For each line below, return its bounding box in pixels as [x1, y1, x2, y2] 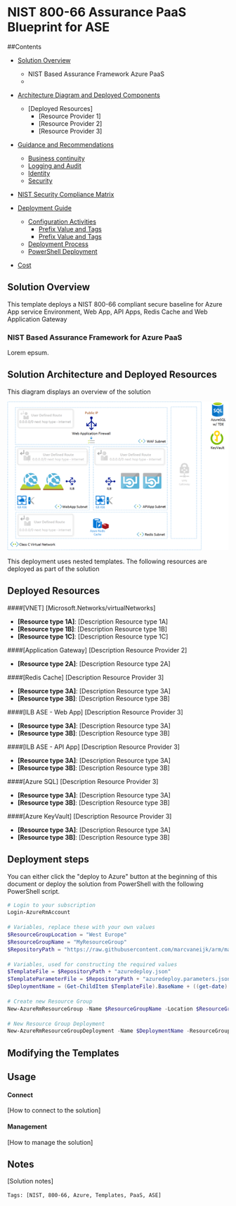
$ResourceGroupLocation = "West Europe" [7, 931, 128, 939]
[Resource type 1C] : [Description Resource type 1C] [17, 632, 169, 641]
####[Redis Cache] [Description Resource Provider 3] [7, 673, 164, 681]
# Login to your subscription [7, 902, 96, 909]
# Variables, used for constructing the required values [7, 961, 178, 968]
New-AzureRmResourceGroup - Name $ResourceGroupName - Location [7, 1005, 193, 1013]
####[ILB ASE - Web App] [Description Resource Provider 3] [7, 707, 184, 716]
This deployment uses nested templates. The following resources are [7, 557, 207, 565]
